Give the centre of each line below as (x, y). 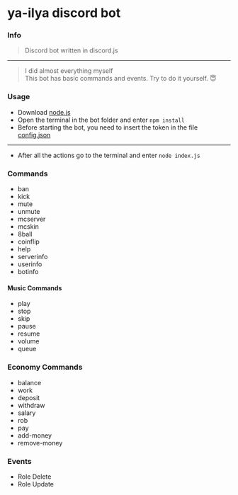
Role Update (36, 484)
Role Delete (34, 477)
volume (28, 341)
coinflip (29, 241)
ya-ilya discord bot (64, 13)
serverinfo (33, 257)
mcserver (32, 219)
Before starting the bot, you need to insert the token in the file (108, 127)
